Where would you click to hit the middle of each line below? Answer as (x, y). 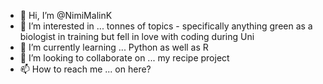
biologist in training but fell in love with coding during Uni (137, 36)
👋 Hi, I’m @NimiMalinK (66, 15)
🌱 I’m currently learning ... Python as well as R (114, 47)
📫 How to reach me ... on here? (85, 69)
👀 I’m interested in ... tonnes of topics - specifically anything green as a (166, 26)
